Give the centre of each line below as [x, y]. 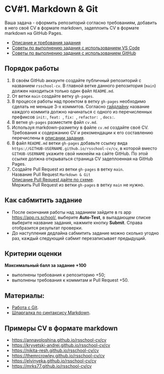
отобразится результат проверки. [47, 228]
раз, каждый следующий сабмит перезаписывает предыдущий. [79, 238]
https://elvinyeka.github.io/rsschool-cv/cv [54, 361]
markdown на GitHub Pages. [33, 33]
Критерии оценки [33, 253]
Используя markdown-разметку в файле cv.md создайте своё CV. [80, 127]
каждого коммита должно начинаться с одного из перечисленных [82, 112]
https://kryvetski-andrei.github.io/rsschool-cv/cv [61, 345]
